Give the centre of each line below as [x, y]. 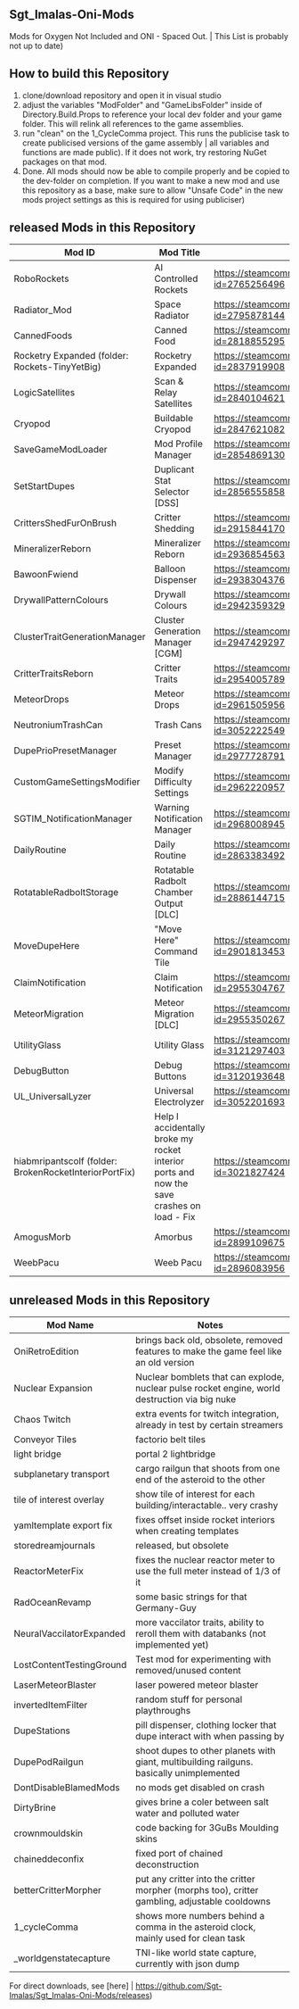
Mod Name [70, 1325]
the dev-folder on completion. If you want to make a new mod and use [151, 180]
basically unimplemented [187, 1773]
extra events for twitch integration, [207, 1414]
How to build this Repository [89, 74]
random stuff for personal [189, 1699]
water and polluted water [187, 1814]
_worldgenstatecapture [62, 1958]
